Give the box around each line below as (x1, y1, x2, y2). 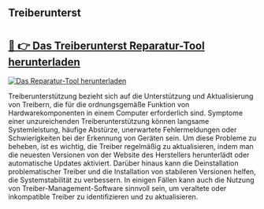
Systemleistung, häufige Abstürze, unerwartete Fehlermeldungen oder (8, 125, 237, 134)
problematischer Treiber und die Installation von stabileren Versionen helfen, (8, 167, 256, 176)
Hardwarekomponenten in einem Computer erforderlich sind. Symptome (8, 108, 243, 118)
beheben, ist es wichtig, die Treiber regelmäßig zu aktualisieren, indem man (8, 142, 254, 151)
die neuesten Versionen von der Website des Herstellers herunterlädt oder (8, 150, 250, 159)
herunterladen (8, 55, 80, 69)
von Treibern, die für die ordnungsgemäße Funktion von (8, 100, 190, 109)
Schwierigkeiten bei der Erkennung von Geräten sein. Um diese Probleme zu (8, 133, 257, 143)
